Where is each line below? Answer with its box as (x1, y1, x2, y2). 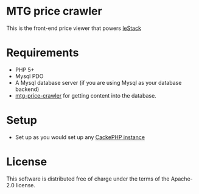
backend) (15, 85, 40, 93)
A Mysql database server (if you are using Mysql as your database (15, 79, 182, 86)
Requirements (6, 46, 79, 60)
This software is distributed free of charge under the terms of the (6, 175, 170, 182)
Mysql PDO (15, 72, 44, 80)
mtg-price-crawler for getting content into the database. (15, 92, 156, 99)
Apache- (170, 175, 193, 182)
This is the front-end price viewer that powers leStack (6, 24, 142, 32)
